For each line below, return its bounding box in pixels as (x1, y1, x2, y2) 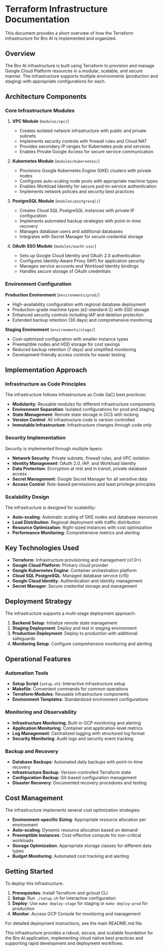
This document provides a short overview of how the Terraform (5, 30, 134, 36)
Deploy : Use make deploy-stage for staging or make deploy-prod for (12, 900, 148, 906)
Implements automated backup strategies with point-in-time (19, 218, 141, 224)
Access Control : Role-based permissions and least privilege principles (12, 481, 156, 487)
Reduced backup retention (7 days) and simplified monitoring (12, 346, 136, 352)
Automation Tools (5, 669, 49, 676)
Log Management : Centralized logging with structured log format (12, 730, 145, 736)
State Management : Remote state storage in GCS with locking (12, 411, 139, 418)
